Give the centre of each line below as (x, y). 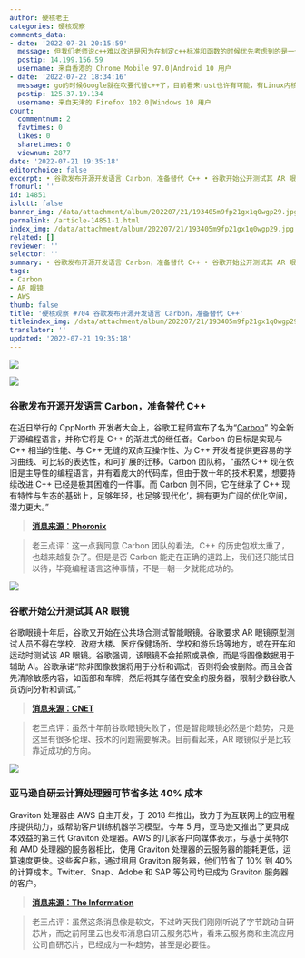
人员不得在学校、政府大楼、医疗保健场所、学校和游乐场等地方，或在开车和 (156, 644)
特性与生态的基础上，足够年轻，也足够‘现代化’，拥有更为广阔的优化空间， (154, 496)
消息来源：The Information (83, 902)
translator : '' (38, 331)
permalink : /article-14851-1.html (75, 220)
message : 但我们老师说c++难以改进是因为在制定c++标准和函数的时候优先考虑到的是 (153, 52)
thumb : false (34, 305)
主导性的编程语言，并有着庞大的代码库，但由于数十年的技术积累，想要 (156, 473)
